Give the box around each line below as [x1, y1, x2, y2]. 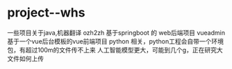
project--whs [7, 5, 85, 21]
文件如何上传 [7, 54, 44, 63]
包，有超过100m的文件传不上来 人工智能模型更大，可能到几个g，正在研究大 [7, 46, 224, 54]
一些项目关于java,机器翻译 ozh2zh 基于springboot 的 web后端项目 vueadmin [7, 28, 226, 37]
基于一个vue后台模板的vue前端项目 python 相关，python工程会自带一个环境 [7, 37, 224, 46]
